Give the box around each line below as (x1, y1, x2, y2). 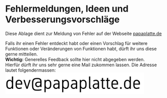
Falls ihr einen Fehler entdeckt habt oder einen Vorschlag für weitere (5, 40, 148, 46)
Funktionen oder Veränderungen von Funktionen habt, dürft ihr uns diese (5, 45, 157, 52)
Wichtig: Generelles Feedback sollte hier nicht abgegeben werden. (5, 56, 145, 62)
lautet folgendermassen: (5, 67, 56, 73)
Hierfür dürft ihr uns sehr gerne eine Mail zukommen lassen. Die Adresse (5, 62, 157, 68)
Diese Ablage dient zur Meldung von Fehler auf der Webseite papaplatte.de (5, 30, 162, 36)
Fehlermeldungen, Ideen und (5, 3, 129, 15)
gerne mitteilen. (5, 51, 38, 57)
